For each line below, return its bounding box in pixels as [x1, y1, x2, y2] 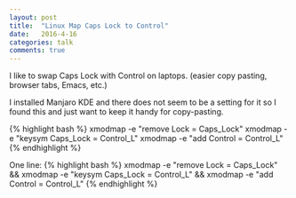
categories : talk [9, 37, 74, 47]
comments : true [9, 46, 66, 55]
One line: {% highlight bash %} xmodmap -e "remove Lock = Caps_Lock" [9, 160, 278, 170]
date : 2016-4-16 [9, 29, 77, 38]
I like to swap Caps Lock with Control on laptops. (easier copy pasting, [9, 70, 268, 81]
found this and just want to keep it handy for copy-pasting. [9, 107, 224, 117]
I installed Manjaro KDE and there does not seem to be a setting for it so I [9, 97, 277, 107]
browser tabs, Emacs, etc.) [9, 80, 108, 91]
